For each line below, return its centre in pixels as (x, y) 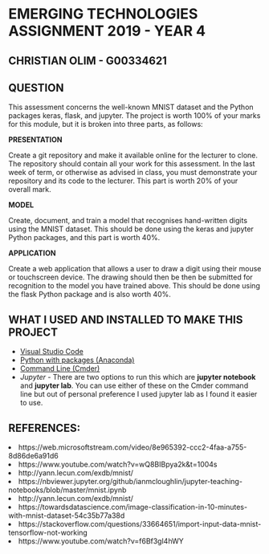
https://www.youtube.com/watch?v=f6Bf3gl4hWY (101, 541)
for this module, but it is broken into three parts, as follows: (106, 124)
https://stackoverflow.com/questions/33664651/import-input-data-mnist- (140, 524)
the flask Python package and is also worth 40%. (90, 295)
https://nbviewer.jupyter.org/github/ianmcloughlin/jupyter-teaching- (131, 482)
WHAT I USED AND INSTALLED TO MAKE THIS (126, 319)
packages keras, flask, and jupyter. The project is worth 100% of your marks (134, 116)
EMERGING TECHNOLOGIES (103, 14)
